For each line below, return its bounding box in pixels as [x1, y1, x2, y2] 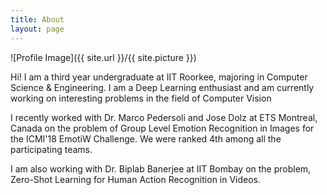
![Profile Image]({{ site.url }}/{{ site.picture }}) [10, 51, 197, 63]
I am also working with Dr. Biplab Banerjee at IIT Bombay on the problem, [10, 162, 312, 175]
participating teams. [10, 143, 93, 155]
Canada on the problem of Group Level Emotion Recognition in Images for [10, 122, 315, 134]
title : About [10, 14, 65, 25]
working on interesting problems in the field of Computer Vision [10, 92, 272, 104]
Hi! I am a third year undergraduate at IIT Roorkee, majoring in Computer [10, 71, 308, 83]
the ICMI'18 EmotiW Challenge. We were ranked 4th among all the [10, 132, 282, 145]
